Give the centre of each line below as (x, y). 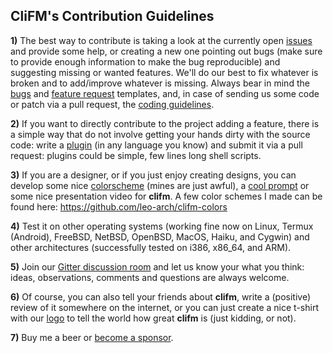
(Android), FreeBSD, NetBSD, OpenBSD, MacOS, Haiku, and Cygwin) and (160, 236)
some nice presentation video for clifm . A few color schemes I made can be (166, 196)
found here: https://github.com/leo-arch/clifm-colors (119, 206)
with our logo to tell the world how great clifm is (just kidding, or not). (153, 318)
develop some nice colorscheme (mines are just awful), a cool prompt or (160, 185)
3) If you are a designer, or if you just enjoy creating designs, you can (153, 175)
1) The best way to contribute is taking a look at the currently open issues (161, 40)
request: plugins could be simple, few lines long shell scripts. (136, 155)
